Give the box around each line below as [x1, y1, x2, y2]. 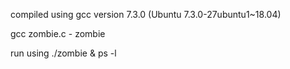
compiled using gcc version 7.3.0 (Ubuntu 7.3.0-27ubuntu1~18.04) [10, 9, 282, 20]
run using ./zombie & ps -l [10, 47, 117, 59]
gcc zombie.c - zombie [10, 28, 106, 39]
